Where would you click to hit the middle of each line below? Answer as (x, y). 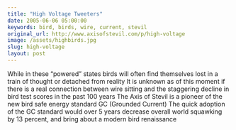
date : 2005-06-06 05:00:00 (47, 21)
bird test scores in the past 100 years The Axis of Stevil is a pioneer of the (115, 96)
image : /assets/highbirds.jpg (52, 40)
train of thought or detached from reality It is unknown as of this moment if (116, 81)
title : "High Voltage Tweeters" (55, 14)
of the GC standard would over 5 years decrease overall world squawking (115, 112)
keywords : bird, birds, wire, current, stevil (77, 27)
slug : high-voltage (36, 47)
